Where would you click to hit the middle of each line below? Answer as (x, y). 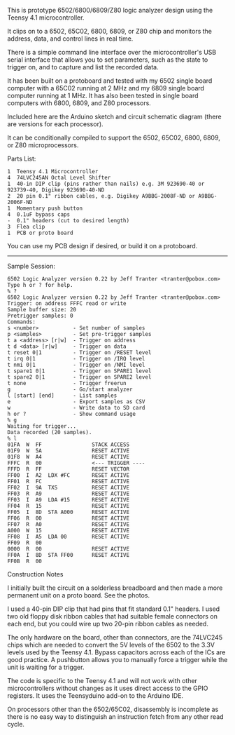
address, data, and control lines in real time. (70, 39)
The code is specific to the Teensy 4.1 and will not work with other (102, 681)
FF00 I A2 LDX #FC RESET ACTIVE (69, 476)
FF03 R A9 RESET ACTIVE (69, 494)
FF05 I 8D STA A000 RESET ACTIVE (69, 512)
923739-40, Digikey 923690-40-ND (56, 190)
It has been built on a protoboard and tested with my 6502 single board (110, 81)
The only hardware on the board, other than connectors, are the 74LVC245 (115, 637)
